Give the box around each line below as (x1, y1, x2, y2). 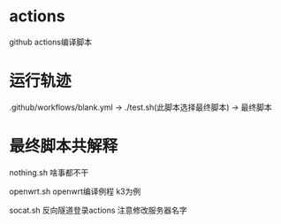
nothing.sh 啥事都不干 (9, 166, 89, 178)
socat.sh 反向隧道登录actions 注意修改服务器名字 (9, 205, 187, 215)
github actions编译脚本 (9, 36, 93, 47)
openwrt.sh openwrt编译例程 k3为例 (9, 186, 141, 197)
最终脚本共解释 (9, 136, 118, 157)
